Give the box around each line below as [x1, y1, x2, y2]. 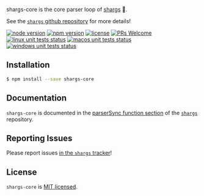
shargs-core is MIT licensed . [6, 183, 78, 191]
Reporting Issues [6, 133, 73, 143]
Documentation [6, 93, 67, 103]
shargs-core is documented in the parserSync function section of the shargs [6, 109, 198, 116]
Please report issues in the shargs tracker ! [6, 149, 112, 156]
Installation [6, 60, 50, 70]
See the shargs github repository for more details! [6, 18, 131, 24]
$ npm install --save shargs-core [6, 76, 95, 82]
